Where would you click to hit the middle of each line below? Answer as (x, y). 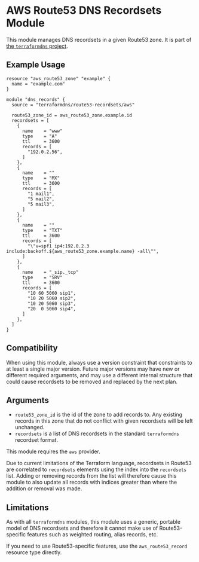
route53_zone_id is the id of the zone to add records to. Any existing (99, 415)
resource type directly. (34, 552)
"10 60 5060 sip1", (52, 293)
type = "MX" (41, 178)
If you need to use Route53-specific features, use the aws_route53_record (97, 546)
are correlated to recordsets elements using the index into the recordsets (97, 469)
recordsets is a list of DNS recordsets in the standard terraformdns (97, 433)
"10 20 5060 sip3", (52, 303)
